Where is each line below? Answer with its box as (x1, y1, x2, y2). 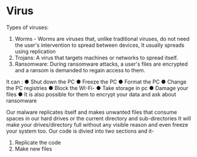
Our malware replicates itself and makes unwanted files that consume (6, 108, 177, 116)
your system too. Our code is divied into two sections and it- (6, 127, 155, 134)
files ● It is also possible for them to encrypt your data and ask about (6, 91, 177, 98)
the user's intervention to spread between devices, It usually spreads (14, 41, 185, 49)
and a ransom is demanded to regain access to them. (14, 66, 146, 73)
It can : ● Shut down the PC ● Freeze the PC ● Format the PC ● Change (6, 78, 187, 85)
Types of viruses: (6, 24, 49, 31)
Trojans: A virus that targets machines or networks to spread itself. (14, 54, 179, 61)
